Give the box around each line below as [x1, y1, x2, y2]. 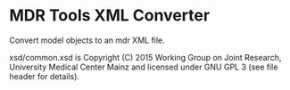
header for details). [9, 70, 80, 81]
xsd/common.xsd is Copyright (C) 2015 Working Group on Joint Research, [9, 52, 282, 62]
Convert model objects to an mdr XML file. [9, 35, 165, 45]
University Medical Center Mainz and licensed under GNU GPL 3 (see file [9, 61, 278, 72]
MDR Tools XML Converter [9, 5, 211, 26]
